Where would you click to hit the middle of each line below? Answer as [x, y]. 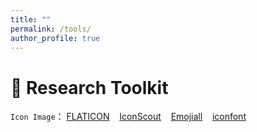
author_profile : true [55, 38]
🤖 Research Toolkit [89, 87]
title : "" [31, 19]
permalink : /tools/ [51, 29]
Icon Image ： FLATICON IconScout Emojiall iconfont [128, 117]
